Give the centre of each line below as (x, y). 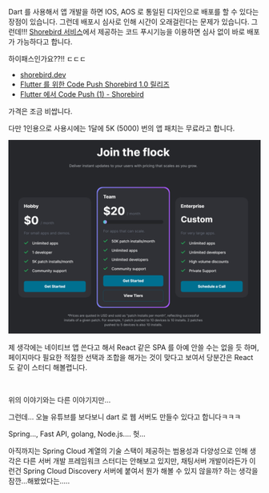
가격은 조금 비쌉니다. (40, 111)
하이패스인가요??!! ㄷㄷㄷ (47, 59)
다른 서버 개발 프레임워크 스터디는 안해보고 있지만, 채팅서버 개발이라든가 (135, 461)
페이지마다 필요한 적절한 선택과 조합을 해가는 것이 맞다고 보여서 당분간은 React (131, 357)
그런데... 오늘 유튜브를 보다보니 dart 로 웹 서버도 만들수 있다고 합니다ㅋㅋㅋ (125, 417)
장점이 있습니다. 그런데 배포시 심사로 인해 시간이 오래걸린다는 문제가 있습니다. (129, 22)
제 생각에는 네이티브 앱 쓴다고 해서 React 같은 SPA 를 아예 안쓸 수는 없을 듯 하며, (134, 347)
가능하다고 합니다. (44, 42)
